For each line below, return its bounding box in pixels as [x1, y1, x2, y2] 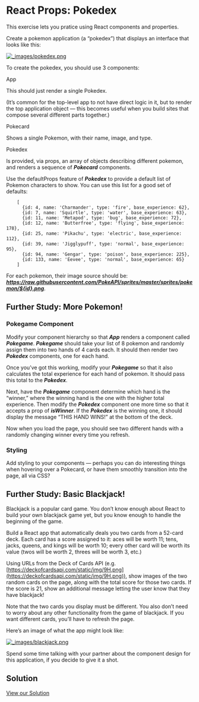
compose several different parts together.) [6, 111, 110, 118]
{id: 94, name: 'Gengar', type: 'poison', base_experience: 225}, [21, 251, 190, 257]
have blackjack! [6, 591, 45, 598]
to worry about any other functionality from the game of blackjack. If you [6, 609, 184, 616]
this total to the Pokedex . [6, 376, 68, 383]
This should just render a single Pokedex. [6, 87, 108, 94]
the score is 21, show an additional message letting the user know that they [6, 585, 190, 592]
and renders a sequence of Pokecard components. [6, 163, 132, 171]
